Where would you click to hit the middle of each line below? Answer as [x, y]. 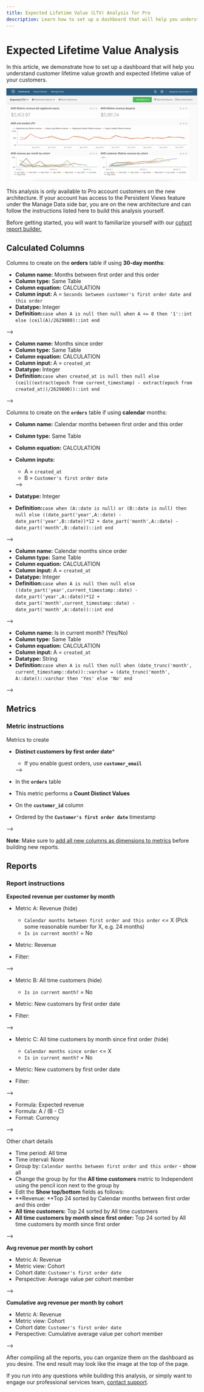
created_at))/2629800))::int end [57, 389]
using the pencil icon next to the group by [67, 1186]
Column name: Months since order [59, 343]
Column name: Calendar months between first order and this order [99, 424]
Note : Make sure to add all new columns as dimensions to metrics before [98, 840]
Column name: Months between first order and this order [87, 275]
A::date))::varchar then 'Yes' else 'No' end [73, 678]
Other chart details [30, 1141]
